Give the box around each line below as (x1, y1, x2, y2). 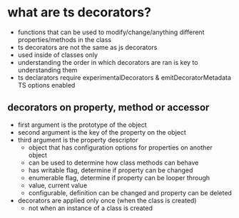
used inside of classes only (17, 51, 98, 59)
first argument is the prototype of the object (17, 120, 148, 129)
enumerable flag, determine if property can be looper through (28, 173, 210, 182)
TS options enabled (17, 81, 76, 89)
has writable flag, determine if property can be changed (28, 165, 193, 175)
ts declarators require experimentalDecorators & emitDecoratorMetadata (17, 73, 232, 82)
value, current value (28, 181, 88, 190)
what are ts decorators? (7, 4, 152, 21)
